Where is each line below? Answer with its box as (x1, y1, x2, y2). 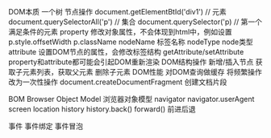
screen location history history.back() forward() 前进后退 (8, 104, 196, 114)
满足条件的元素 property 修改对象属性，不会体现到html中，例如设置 (8, 27, 232, 36)
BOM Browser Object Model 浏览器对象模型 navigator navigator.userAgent (8, 95, 255, 103)
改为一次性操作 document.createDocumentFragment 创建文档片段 (8, 77, 227, 87)
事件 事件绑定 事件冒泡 (8, 121, 83, 131)
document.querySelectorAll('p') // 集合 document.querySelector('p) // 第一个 (8, 17, 263, 26)
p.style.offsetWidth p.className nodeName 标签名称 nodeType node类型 (8, 37, 253, 47)
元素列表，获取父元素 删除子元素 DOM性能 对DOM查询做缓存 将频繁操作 (22, 67, 262, 76)
